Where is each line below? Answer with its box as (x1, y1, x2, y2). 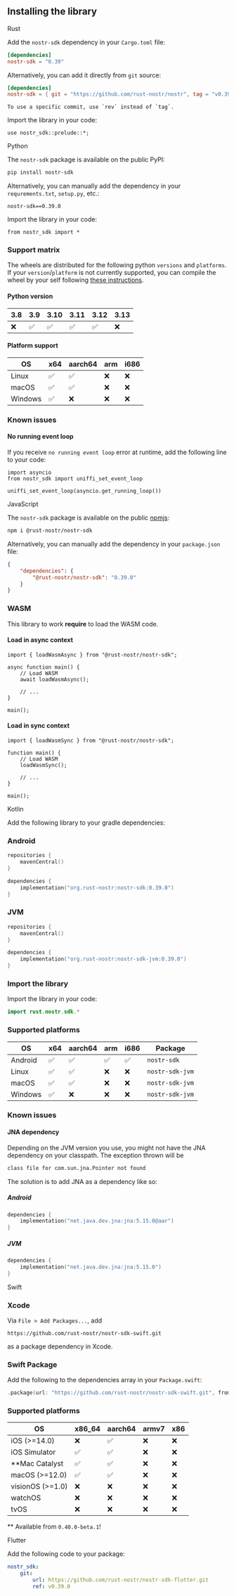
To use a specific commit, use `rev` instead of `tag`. (7, 103, 174, 111)
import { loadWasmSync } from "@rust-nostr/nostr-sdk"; (7, 737, 174, 744)
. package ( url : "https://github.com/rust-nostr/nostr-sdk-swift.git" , (7, 1389, 216, 1396)
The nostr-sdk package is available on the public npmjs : (7, 513, 170, 522)
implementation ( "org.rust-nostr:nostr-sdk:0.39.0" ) (20, 884, 174, 892)
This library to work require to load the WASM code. (7, 619, 159, 628)
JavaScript (7, 500, 39, 508)
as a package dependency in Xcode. (7, 1342, 113, 1351)
